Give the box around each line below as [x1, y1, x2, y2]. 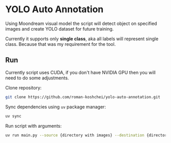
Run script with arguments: [5, 123, 62, 129]
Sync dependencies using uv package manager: [5, 103, 106, 110]
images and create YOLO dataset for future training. [5, 25, 114, 32]
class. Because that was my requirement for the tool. [5, 41, 116, 47]
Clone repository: [5, 84, 42, 91]
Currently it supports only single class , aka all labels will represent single [5, 36, 159, 42]
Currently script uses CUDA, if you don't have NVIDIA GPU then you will [5, 69, 156, 75]
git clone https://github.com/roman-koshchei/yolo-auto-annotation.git [5, 94, 160, 100]
